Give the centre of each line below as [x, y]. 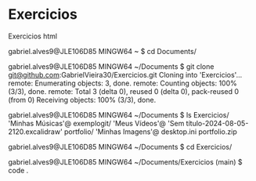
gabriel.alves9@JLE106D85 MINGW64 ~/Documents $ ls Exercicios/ [119, 114]
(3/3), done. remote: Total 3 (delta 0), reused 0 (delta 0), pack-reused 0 [124, 91]
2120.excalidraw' [35, 132]
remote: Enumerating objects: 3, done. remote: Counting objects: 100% [123, 83]
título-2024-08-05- [217, 123]
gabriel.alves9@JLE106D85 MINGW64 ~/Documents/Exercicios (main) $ [125, 161]
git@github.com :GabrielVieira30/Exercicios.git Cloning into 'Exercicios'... [125, 74]
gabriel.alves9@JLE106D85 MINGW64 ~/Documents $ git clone [111, 66]
